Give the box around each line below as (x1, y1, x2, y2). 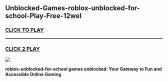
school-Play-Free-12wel (5, 12, 82, 20)
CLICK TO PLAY (5, 27, 44, 34)
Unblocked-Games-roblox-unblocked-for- (5, 4, 140, 12)
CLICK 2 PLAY (5, 45, 40, 52)
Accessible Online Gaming (5, 71, 61, 77)
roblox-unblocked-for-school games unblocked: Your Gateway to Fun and (5, 66, 162, 72)
